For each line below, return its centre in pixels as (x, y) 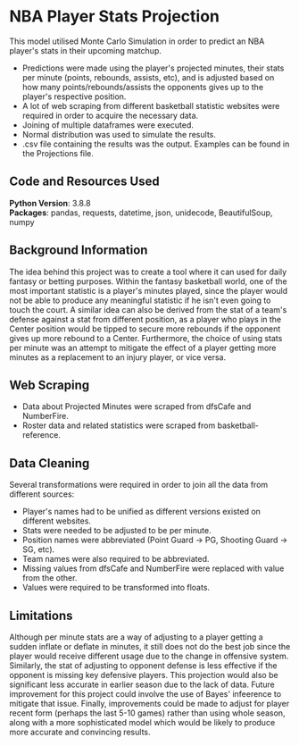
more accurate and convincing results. (80, 732)
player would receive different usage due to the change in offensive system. (149, 656)
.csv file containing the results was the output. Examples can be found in (156, 144)
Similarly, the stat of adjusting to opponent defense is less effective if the (143, 666)
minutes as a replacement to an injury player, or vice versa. (118, 357)
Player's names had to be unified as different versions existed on (141, 512)
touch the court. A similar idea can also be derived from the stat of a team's (148, 309)
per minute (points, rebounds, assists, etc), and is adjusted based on (148, 77)
